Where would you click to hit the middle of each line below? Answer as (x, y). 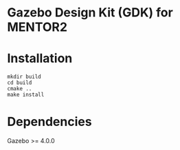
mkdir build (24, 77)
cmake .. (20, 89)
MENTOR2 (37, 27)
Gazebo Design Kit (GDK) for (90, 13)
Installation (40, 59)
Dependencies (49, 122)
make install (26, 95)
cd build (20, 83)
